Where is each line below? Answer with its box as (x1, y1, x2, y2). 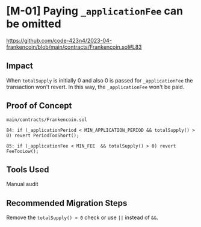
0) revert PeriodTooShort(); (6, 132, 79, 138)
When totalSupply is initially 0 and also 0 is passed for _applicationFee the (6, 76, 194, 84)
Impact (6, 61, 33, 71)
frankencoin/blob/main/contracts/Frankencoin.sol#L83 (6, 43, 142, 51)
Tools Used (6, 164, 49, 175)
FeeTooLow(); (6, 148, 39, 154)
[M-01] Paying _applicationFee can (6, 4, 184, 18)
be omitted (6, 17, 61, 31)
